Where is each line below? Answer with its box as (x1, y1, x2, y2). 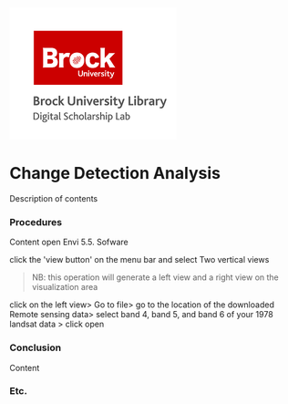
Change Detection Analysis (9, 163, 221, 184)
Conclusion (9, 341, 62, 354)
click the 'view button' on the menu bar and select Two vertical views (9, 254, 270, 265)
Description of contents (9, 192, 98, 203)
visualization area (31, 282, 98, 293)
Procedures (9, 215, 62, 228)
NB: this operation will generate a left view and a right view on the (31, 272, 280, 283)
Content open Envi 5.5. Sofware (9, 236, 129, 248)
